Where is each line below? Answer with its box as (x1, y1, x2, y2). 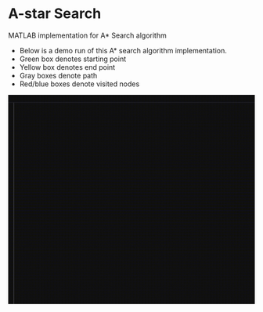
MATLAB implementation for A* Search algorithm (8, 31, 167, 40)
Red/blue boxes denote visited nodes (19, 79, 140, 89)
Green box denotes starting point (19, 54, 127, 63)
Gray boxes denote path (19, 71, 98, 80)
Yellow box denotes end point (19, 62, 116, 71)
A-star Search (8, 5, 102, 23)
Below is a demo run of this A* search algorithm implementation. (19, 45, 227, 55)
